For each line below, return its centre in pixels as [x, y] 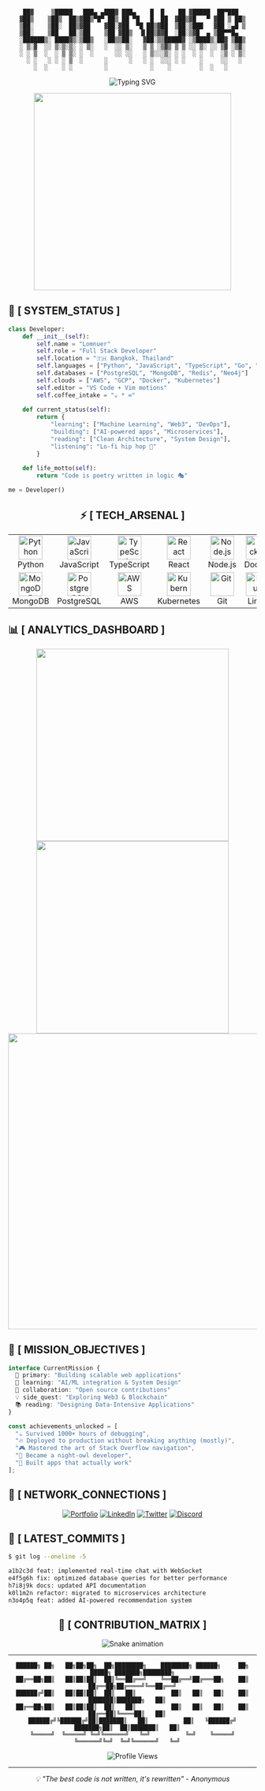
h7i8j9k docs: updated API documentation [77, 1586]
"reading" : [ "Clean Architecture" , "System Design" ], [140, 439]
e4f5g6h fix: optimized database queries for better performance [118, 1579]
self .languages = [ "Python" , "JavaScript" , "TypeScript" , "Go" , [144, 366]
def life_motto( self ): [60, 469]
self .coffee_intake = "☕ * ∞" [86, 395]
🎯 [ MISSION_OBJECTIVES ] [77, 1350]
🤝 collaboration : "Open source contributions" [93, 1390]
